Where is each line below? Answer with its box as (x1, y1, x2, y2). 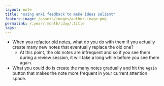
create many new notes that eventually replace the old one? (12, 44, 134, 50)
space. (12, 76, 26, 82)
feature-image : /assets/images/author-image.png (5, 16, 107, 21)
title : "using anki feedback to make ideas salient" (5, 12, 116, 17)
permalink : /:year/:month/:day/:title (5, 21, 85, 26)
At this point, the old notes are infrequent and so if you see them (19, 50, 150, 56)
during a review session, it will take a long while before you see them (19, 55, 160, 60)
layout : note (5, 7, 32, 12)
